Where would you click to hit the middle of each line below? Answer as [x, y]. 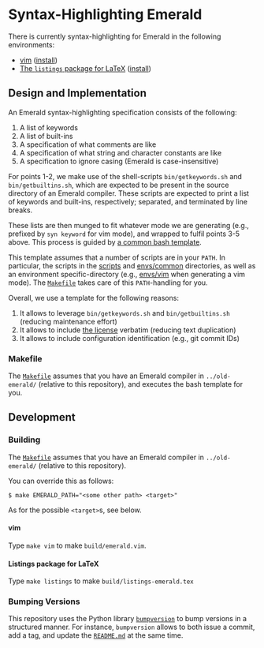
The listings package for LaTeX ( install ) [86, 68]
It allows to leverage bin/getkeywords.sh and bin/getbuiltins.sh [125, 313]
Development [42, 417]
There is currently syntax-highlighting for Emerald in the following [115, 36]
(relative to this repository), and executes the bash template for [141, 384]
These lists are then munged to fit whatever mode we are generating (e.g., [129, 225]
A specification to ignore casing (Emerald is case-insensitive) [119, 161]
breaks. [20, 210]
